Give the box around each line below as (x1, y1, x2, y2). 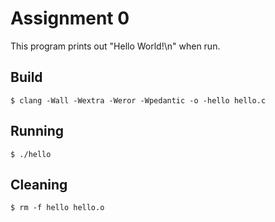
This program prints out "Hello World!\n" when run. (10, 40, 221, 52)
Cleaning (10, 176, 68, 193)
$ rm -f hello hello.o (10, 203, 105, 213)
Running (10, 123, 65, 140)
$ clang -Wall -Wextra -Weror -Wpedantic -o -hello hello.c (10, 95, 267, 106)
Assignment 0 (10, 7, 130, 30)
